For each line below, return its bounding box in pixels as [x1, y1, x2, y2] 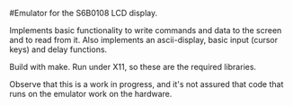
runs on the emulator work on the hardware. [9, 89, 173, 99]
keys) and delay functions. [9, 44, 108, 55]
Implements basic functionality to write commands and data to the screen [9, 25, 282, 35]
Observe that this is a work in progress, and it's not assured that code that [9, 79, 284, 89]
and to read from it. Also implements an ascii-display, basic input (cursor [9, 35, 279, 45]
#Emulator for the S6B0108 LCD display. [9, 8, 158, 18]
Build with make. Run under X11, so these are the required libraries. [9, 62, 257, 72]
